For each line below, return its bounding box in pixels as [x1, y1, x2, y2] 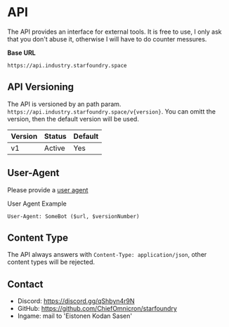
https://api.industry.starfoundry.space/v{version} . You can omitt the [7, 107, 216, 116]
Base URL [7, 48, 37, 57]
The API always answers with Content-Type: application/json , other [7, 251, 207, 259]
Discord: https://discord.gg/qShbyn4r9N [17, 297, 135, 305]
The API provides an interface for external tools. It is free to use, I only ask [7, 27, 223, 36]
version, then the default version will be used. [7, 114, 139, 123]
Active [44, 143, 65, 153]
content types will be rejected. [7, 258, 96, 267]
